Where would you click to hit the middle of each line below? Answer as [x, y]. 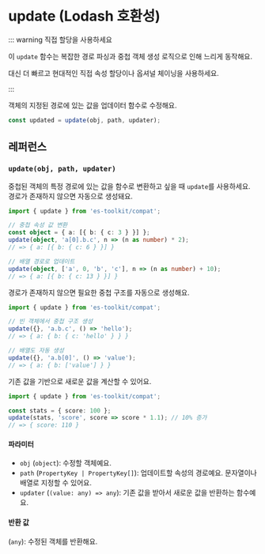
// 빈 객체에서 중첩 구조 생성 [51, 322]
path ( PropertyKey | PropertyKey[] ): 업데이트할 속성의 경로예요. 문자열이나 [138, 473]
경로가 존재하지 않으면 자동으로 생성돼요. [70, 196]
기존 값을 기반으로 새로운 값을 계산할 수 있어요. [80, 381]
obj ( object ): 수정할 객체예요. [66, 463]
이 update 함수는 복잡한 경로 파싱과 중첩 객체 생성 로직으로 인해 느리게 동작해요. [131, 56]
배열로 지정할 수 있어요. [56, 483]
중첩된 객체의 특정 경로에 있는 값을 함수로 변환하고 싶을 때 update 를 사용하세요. [129, 186]
